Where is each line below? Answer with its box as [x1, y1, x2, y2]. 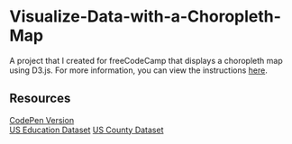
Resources [9, 91, 71, 106]
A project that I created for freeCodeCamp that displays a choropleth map [9, 55, 283, 66]
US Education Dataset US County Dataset [9, 124, 164, 135]
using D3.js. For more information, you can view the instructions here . [9, 65, 268, 76]
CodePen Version [9, 114, 75, 125]
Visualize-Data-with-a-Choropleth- [9, 6, 282, 27]
